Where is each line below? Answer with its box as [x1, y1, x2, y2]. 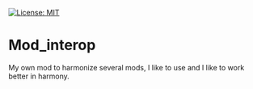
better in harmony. [8, 71, 70, 81]
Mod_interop [8, 36, 96, 54]
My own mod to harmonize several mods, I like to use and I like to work [8, 62, 245, 72]
